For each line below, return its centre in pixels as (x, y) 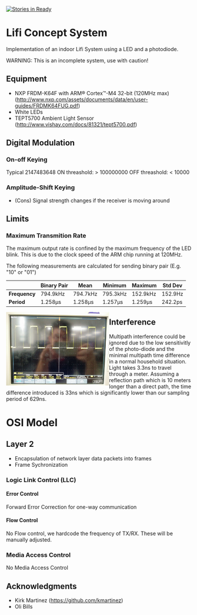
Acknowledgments (42, 586)
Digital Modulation (41, 143)
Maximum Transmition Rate (46, 236)
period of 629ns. (26, 399)
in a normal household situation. (148, 361)
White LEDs (29, 112)
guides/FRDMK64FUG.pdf (46, 105)
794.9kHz (53, 294)
